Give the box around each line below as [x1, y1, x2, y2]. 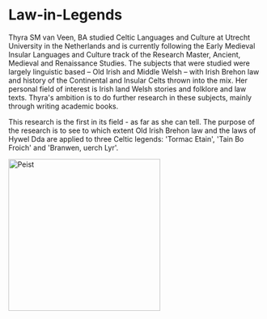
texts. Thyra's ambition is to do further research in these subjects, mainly [8, 92, 252, 102]
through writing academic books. [8, 101, 119, 111]
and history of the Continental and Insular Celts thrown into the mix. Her [8, 75, 248, 85]
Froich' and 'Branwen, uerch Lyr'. [8, 142, 119, 152]
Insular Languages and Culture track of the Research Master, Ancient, [8, 49, 241, 59]
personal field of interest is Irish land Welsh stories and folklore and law [8, 83, 247, 94]
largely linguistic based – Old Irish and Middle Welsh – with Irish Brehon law [8, 66, 260, 76]
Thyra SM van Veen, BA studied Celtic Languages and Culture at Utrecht [8, 32, 251, 42]
